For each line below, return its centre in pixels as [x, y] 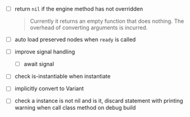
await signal [39, 64]
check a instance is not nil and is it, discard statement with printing [99, 101]
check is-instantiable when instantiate [63, 77]
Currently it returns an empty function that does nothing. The [107, 21]
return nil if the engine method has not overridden [79, 9]
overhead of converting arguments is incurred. [89, 28]
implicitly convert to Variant [49, 89]
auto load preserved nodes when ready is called [75, 40]
